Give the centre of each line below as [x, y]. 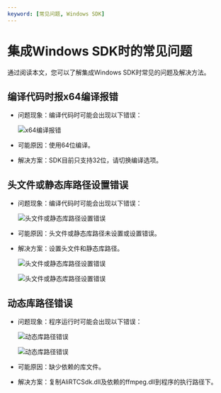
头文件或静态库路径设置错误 [68, 185]
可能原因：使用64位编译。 [56, 145]
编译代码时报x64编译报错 [63, 96]
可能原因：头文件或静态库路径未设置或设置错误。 [89, 233]
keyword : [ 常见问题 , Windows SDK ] [56, 14]
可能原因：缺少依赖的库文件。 [61, 367]
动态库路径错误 [40, 303]
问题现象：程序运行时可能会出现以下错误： [80, 321]
